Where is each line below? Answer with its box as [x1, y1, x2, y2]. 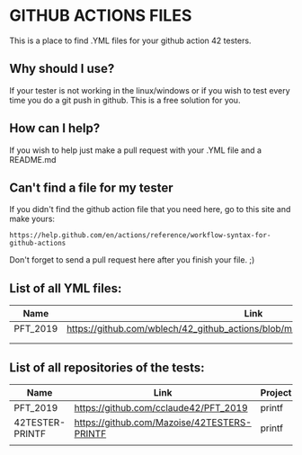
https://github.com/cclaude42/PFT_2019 [74, 402, 249, 414]
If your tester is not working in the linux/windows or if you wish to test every [9, 85, 290, 95]
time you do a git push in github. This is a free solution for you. [9, 94, 241, 105]
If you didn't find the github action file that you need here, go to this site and [9, 204, 291, 215]
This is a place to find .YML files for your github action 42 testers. [9, 35, 252, 46]
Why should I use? [9, 61, 115, 76]
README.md [9, 154, 57, 165]
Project [260, 387, 292, 398]
